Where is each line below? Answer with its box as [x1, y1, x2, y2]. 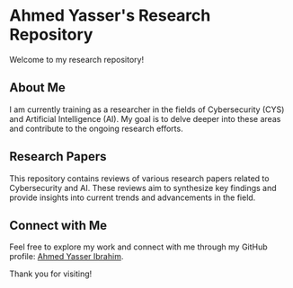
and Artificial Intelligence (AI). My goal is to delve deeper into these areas [9, 113, 281, 124]
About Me [9, 80, 66, 95]
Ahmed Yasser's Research [9, 5, 211, 26]
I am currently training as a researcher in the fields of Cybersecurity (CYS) [9, 104, 285, 115]
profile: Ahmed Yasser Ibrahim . [9, 251, 124, 262]
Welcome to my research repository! [9, 54, 145, 65]
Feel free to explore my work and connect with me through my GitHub [9, 241, 268, 252]
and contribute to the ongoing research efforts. [9, 123, 183, 134]
